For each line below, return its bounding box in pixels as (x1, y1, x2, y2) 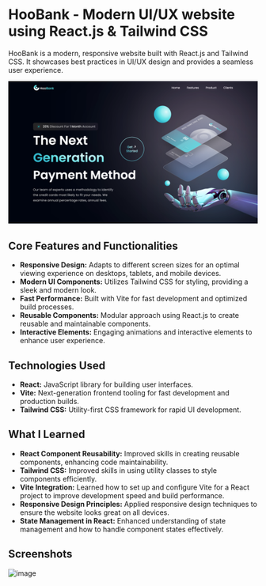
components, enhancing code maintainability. (19, 457, 169, 467)
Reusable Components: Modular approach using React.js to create (19, 311, 240, 320)
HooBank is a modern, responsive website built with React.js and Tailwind (8, 48, 249, 58)
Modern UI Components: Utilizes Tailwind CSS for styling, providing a (19, 277, 249, 286)
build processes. (19, 302, 74, 312)
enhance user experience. (19, 336, 105, 346)
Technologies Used (8, 358, 105, 372)
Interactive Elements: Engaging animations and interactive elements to (19, 327, 253, 337)
